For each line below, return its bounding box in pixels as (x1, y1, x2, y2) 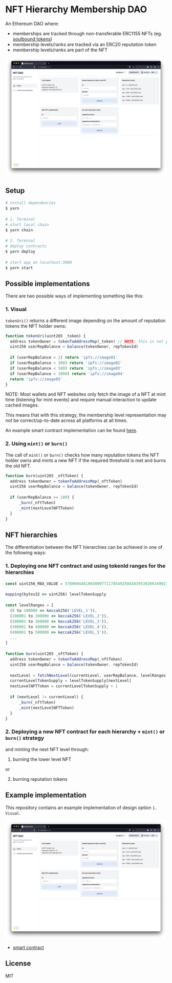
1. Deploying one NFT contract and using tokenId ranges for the (5, 562, 166, 569)
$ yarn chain (5, 227, 33, 232)
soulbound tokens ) (12, 36, 53, 42)
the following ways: (5, 549, 47, 556)
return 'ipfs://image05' (10, 376, 63, 382)
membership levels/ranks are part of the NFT (12, 47, 108, 53)
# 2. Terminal (5, 238, 36, 244)
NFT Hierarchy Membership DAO (5, 4, 147, 15)
